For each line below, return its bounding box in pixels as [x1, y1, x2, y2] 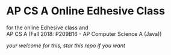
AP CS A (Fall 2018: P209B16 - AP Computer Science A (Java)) [6, 30, 162, 37]
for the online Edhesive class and [6, 24, 89, 31]
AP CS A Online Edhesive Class [6, 4, 166, 18]
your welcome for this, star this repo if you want [6, 42, 125, 49]
